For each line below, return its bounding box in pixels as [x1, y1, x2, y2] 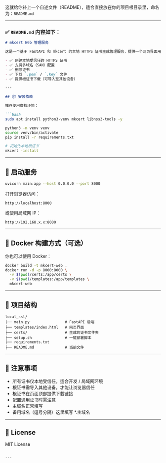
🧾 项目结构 [5, 301, 37, 309]
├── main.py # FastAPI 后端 [5, 319, 95, 325]
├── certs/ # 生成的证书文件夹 [5, 330, 99, 335]
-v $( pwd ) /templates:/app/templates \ [9, 277, 90, 282]
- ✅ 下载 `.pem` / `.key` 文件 [5, 72, 68, 77]
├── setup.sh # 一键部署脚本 [5, 335, 91, 340]
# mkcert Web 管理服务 [5, 40, 49, 45]
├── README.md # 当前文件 [5, 345, 84, 350]
